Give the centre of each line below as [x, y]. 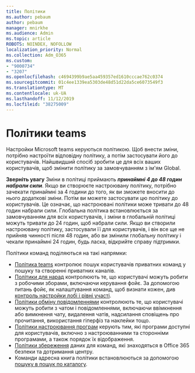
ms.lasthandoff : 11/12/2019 [40, 99]
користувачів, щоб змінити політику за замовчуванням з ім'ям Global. [93, 168]
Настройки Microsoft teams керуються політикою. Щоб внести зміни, [93, 150]
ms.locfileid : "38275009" [37, 104]
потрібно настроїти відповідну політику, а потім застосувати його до [92, 155]
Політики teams [46, 133]
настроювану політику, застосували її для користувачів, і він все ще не [95, 229]
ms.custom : [19, 60]
